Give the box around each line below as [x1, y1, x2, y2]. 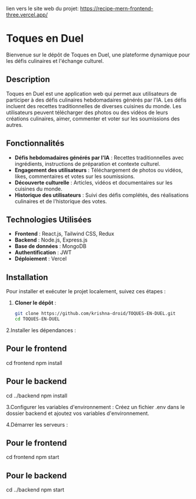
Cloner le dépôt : [14, 299, 57, 306]
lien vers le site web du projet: [6, 5, 79, 12]
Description [6, 75, 50, 85]
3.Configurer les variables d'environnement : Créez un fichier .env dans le [6, 403, 185, 410]
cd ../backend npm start [6, 486, 65, 493]
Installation [6, 272, 48, 282]
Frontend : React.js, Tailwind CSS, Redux [14, 230, 115, 237]
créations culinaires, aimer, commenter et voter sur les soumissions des [6, 115, 180, 122]
